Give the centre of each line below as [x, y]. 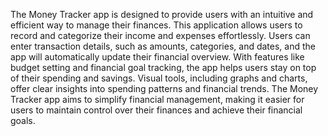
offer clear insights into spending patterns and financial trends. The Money [164, 88]
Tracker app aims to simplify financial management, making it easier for [157, 99]
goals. [23, 120]
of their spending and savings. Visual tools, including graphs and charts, [159, 78]
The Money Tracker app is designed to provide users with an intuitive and [162, 14]
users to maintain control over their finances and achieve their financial [156, 110]
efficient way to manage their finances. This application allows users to [156, 25]
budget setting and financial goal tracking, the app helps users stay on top [163, 67]
